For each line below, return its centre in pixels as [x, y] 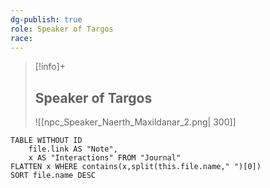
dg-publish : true [46, 19]
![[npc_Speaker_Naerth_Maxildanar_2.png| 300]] [135, 122]
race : [21, 38]
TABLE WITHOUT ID [46, 141]
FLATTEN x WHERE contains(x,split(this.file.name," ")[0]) [136, 167]
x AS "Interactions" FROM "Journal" [105, 158]
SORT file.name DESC [53, 176]
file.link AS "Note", [73, 149]
